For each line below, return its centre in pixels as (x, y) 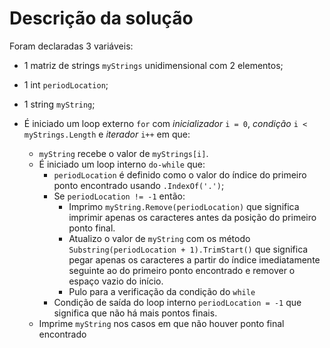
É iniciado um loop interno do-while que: (122, 164)
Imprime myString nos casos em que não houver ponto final (161, 323)
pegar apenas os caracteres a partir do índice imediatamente (194, 259)
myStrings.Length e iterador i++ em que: (107, 134)
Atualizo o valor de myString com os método (159, 238)
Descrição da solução (101, 18)
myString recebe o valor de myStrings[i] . (123, 153)
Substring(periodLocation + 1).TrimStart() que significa (188, 249)
